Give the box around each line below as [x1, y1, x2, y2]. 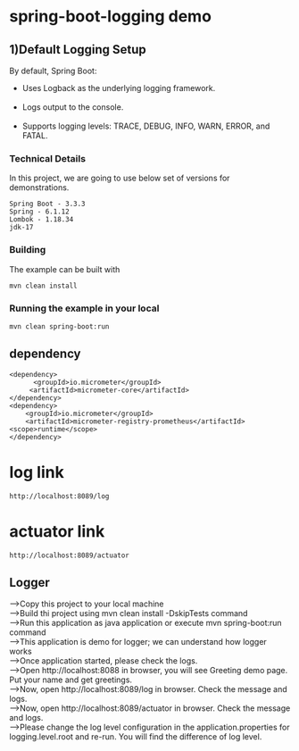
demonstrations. [9, 182, 70, 193]
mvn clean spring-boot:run [9, 321, 110, 331]
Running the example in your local [9, 302, 160, 314]
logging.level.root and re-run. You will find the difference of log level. [9, 731, 262, 742]
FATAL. [21, 130, 48, 140]
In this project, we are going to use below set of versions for [9, 172, 230, 184]
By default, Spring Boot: [9, 65, 97, 76]
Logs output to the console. [21, 102, 124, 113]
